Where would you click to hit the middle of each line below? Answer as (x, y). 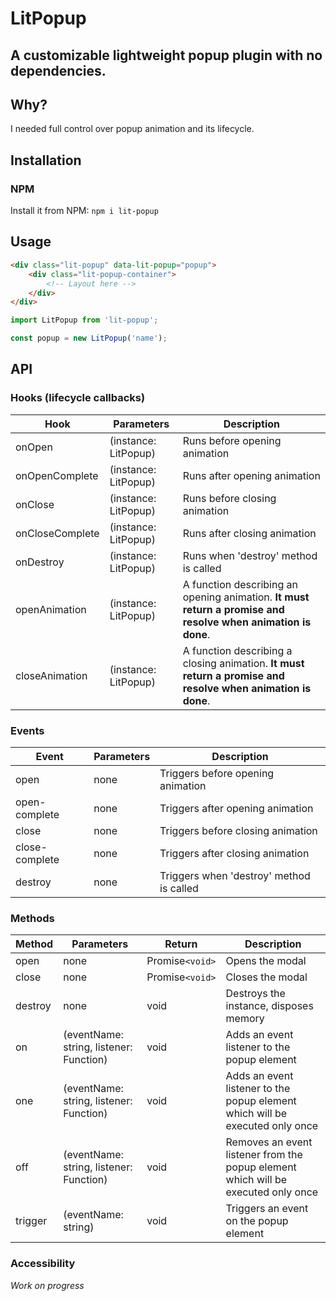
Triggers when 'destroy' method (235, 875)
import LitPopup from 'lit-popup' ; (84, 320)
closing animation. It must (243, 663)
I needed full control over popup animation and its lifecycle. (132, 129)
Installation (46, 160)
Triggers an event (267, 1209)
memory (245, 1019)
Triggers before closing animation (238, 830)
